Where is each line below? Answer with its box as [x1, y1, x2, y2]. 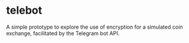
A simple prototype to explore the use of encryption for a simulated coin [6, 23, 183, 30]
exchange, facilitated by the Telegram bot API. [6, 29, 120, 36]
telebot [6, 4, 43, 17]
